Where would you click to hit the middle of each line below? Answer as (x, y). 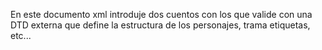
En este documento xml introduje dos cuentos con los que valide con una (161, 14)
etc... (21, 35)
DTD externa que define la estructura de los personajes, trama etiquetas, (160, 25)
